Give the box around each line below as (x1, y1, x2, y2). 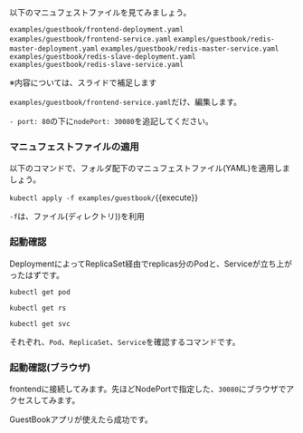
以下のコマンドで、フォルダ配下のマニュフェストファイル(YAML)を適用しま (9, 163, 291, 174)
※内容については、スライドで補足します (9, 77, 157, 88)
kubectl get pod (9, 287, 71, 296)
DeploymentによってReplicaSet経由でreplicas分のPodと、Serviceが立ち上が (9, 258, 292, 269)
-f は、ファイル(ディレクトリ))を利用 (9, 211, 145, 222)
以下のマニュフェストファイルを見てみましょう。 (9, 7, 192, 17)
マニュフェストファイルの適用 (9, 140, 140, 153)
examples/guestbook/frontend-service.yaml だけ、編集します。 (9, 97, 242, 107)
